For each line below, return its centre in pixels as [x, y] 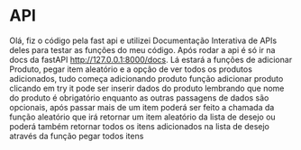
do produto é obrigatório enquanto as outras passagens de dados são [139, 97]
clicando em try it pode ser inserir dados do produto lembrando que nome [147, 88]
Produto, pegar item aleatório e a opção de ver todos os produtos [131, 69]
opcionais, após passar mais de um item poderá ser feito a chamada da [142, 107]
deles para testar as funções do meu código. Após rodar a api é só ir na [142, 49]
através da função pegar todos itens [77, 136]
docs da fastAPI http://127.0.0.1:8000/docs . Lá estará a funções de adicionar [151, 59]
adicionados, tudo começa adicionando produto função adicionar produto [146, 78]
